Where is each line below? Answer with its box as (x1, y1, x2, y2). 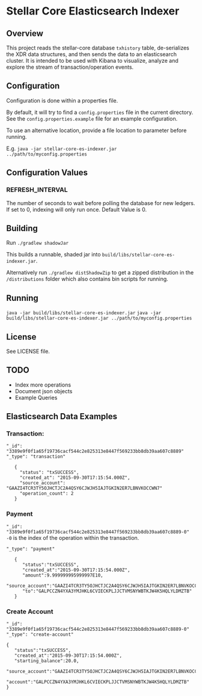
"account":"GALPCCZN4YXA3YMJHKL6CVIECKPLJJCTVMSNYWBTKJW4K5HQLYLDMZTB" (6, 679, 189, 685)
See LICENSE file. (6, 347, 50, 355)
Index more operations (14, 381, 71, 388)
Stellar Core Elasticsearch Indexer (6, 4, 180, 18)
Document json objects (14, 387, 73, 394)
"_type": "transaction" (6, 454, 66, 460)
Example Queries (14, 394, 58, 401)
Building (6, 223, 38, 233)
